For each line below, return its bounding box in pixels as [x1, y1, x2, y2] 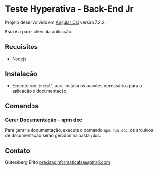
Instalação [5, 70, 38, 78]
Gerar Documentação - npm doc [5, 116, 82, 123]
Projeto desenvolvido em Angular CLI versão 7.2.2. [5, 19, 106, 25]
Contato [5, 146, 30, 155]
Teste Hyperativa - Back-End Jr [5, 3, 134, 15]
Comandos [5, 102, 39, 110]
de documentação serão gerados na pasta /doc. [5, 132, 102, 139]
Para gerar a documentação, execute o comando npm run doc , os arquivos [5, 127, 154, 133]
